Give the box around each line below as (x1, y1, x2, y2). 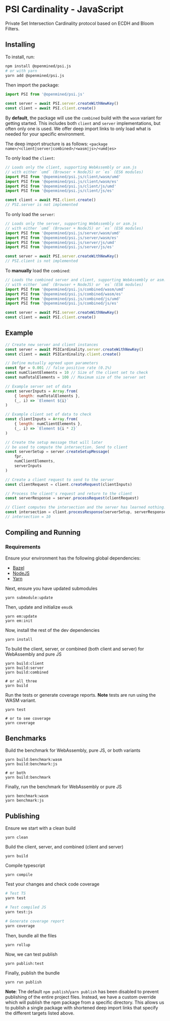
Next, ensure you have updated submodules (5, 585, 98, 591)
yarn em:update (5, 614, 37, 619)
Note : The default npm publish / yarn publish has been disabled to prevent (5, 988, 159, 995)
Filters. (5, 25, 20, 31)
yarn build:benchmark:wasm (5, 757, 62, 762)
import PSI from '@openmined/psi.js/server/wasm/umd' (5, 230, 121, 236)
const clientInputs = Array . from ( (5, 416, 78, 422)
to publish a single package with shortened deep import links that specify (5, 1004, 158, 1010)
